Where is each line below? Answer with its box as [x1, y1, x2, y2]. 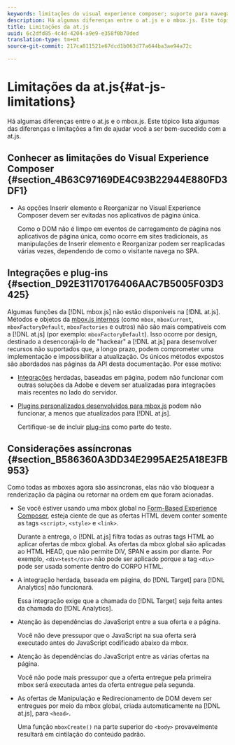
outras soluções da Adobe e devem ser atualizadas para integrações [17, 381, 216, 389]
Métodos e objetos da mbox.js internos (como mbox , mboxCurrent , [7, 315, 194, 323]
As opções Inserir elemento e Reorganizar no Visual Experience [17, 204, 201, 212]
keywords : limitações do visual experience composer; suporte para [7, 10, 208, 17]
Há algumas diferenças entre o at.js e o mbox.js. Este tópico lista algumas [7, 117, 220, 125]
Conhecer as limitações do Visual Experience [7, 152, 209, 164]
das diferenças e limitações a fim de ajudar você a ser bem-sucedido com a [7, 124, 227, 133]
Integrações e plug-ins [7, 267, 108, 279]
